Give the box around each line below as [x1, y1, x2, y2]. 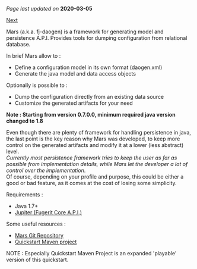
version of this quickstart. [6, 256, 69, 263]
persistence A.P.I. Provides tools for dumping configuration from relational [6, 35, 188, 41]
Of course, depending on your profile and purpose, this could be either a [6, 173, 184, 180]
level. [6, 148, 20, 155]
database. [6, 41, 31, 48]
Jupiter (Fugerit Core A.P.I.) [14, 209, 82, 216]
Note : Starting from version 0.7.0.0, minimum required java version [6, 111, 176, 118]
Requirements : [6, 191, 43, 198]
